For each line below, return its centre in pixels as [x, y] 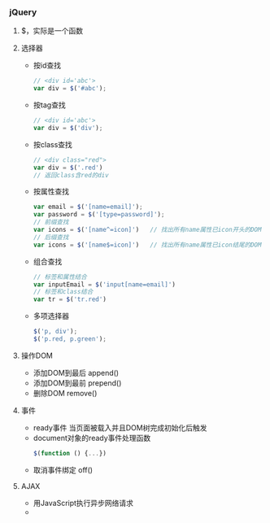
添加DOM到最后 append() [76, 373]
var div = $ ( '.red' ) [68, 168]
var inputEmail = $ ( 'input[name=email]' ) [104, 284]
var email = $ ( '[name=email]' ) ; [88, 207]
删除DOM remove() [65, 393]
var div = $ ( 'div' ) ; [68, 128]
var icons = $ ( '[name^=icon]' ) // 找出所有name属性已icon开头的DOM [147, 230]
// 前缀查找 [51, 222]
